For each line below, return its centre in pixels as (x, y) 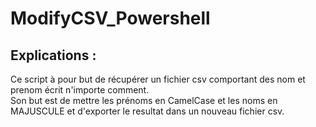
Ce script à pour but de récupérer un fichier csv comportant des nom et (158, 79)
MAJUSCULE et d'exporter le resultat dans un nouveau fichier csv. (147, 111)
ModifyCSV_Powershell (110, 18)
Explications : (53, 55)
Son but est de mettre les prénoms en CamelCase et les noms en (144, 100)
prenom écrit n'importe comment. (80, 90)
